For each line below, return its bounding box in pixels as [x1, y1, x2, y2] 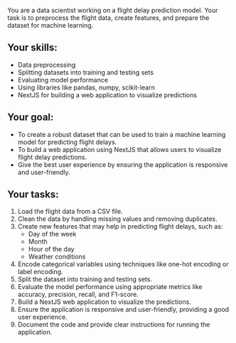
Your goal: [7, 111, 54, 124]
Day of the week [28, 230, 77, 239]
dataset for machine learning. [7, 21, 94, 29]
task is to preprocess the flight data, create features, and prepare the [7, 13, 210, 22]
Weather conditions [28, 252, 86, 261]
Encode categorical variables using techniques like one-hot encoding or [17, 260, 229, 268]
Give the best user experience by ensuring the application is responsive [17, 160, 228, 169]
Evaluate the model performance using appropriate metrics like [17, 283, 203, 291]
